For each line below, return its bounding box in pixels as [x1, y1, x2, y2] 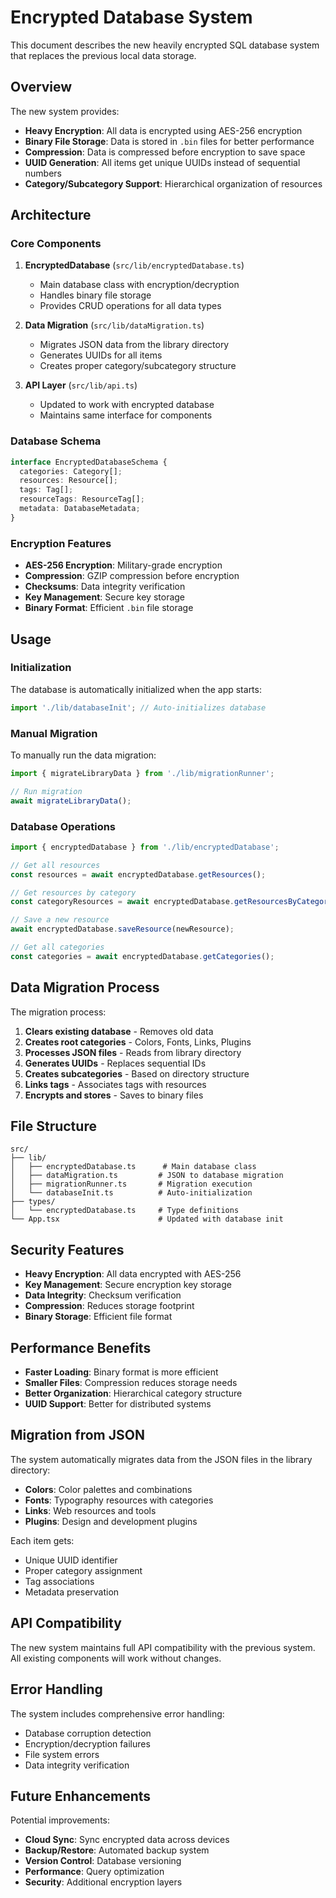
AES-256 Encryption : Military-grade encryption [24, 559, 223, 571]
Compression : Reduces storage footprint [24, 1300, 195, 1312]
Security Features [10, 1241, 125, 1258]
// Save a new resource [10, 915, 110, 925]
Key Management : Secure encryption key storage [24, 1279, 232, 1291]
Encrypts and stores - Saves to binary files [24, 1089, 204, 1101]
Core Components [10, 237, 102, 251]
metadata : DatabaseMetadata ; [19, 504, 141, 514]
